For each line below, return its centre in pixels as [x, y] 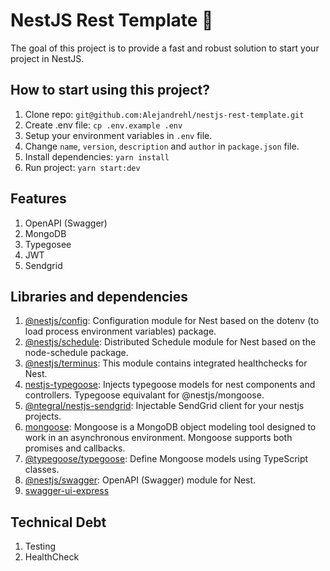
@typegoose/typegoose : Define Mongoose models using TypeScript [166, 459]
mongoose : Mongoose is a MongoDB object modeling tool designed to [170, 427]
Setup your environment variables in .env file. [118, 135]
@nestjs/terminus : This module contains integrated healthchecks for [166, 363]
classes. [42, 470]
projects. [43, 416]
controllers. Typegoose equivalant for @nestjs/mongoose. [144, 395]
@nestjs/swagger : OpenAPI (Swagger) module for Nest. [140, 480]
